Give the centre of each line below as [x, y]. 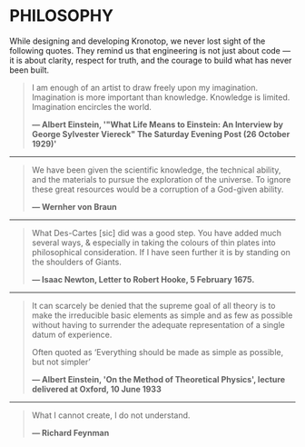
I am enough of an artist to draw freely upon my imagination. [145, 87]
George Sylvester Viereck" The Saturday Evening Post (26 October [161, 134]
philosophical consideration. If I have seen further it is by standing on [161, 252]
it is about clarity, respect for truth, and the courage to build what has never [151, 60]
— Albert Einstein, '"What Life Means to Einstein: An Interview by [157, 124]
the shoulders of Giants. [77, 262]
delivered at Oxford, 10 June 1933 [96, 389]
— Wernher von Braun [74, 206]
